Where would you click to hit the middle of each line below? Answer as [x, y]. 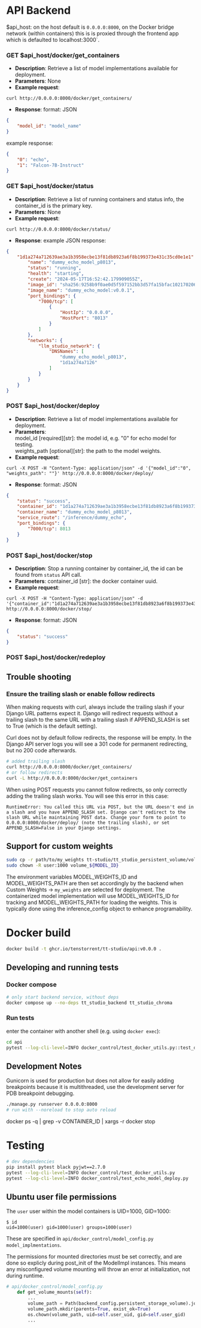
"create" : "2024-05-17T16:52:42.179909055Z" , [86, 279]
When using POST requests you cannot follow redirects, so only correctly [97, 789]
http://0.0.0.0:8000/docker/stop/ [49, 609]
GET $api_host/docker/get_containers [63, 55]
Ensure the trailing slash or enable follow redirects [81, 694]
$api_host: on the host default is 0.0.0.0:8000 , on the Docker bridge [90, 27]
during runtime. [25, 1276]
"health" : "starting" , [56, 274]
